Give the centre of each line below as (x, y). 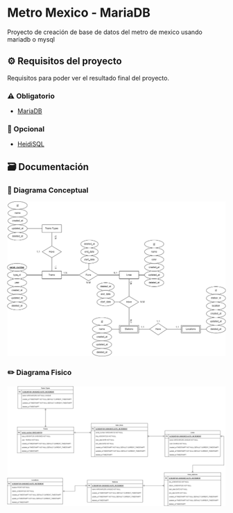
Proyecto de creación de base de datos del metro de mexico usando (105, 32)
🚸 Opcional (26, 128)
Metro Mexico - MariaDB (79, 13)
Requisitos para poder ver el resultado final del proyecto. (88, 78)
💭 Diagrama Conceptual (48, 190)
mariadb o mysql (31, 39)
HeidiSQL (31, 144)
